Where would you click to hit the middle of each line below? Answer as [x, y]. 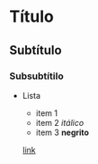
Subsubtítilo [37, 76]
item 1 [47, 113]
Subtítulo [36, 50]
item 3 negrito [62, 132]
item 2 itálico [60, 122]
